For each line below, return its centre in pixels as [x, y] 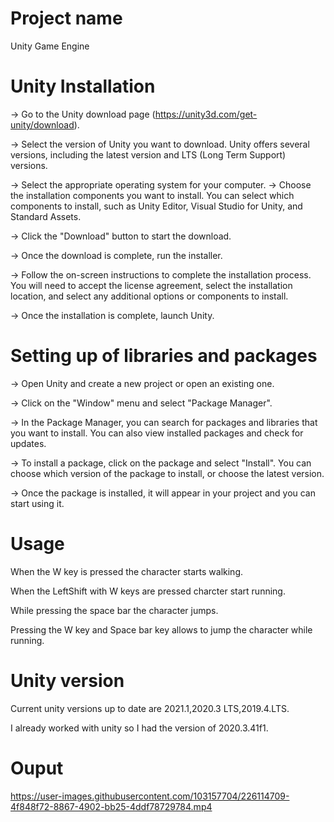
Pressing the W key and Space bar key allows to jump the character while [161, 629]
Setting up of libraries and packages [164, 356]
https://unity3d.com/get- [206, 114]
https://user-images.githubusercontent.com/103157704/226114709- [150, 796]
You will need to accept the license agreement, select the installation [151, 285]
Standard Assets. [46, 216]
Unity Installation [83, 86]
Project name [66, 18]
